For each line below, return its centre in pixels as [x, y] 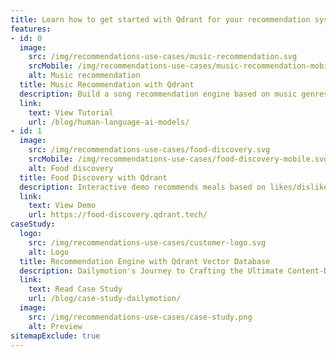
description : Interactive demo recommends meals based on [143, 187]
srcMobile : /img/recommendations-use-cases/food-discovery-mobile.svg [178, 159]
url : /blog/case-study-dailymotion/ [105, 299]
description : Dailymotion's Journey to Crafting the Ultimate [151, 271]
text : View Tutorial [71, 112]
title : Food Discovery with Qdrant [93, 177]
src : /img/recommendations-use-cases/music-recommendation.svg [163, 57]
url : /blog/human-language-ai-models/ [109, 122]
